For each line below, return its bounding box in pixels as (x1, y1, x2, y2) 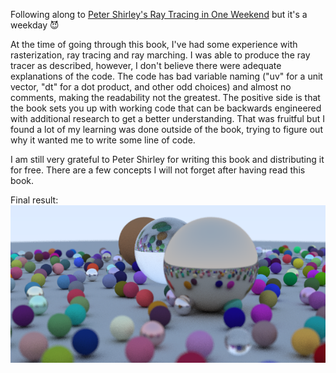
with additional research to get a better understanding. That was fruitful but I (10, 113, 325, 124)
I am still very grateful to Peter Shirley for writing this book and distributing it (10, 154, 325, 165)
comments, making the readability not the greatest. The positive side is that (10, 92, 321, 103)
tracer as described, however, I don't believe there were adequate (10, 60, 282, 71)
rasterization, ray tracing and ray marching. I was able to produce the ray (10, 49, 311, 61)
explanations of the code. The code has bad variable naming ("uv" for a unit (10, 70, 323, 82)
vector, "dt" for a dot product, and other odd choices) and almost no (10, 81, 292, 93)
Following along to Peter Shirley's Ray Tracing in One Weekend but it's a (10, 9, 308, 20)
